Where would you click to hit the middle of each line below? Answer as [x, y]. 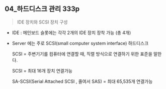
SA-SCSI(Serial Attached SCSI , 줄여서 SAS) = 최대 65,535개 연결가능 [82, 81]
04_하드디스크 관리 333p [42, 9]
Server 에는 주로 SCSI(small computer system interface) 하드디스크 [80, 43]
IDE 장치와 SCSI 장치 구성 [42, 22]
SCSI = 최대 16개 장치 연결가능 [42, 70]
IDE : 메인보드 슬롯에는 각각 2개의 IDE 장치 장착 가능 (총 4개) [71, 32]
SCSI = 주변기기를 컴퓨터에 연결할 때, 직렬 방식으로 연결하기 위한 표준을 [82, 53]
